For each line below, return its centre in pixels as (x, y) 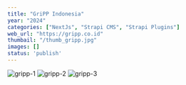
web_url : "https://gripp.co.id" (55, 34)
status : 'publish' (35, 54)
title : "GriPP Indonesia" (46, 14)
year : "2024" (27, 21)
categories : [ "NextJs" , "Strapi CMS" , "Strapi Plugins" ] (94, 27)
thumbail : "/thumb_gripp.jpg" (52, 40)
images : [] (24, 47)
